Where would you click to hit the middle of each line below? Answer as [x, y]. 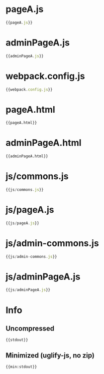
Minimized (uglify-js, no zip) [50, 355]
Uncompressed [30, 328]
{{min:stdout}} [21, 367]
